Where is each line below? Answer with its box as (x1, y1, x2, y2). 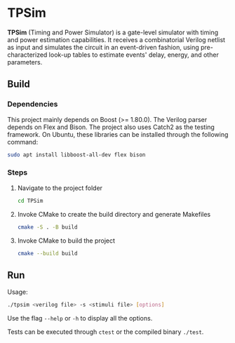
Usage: (7, 288, 28, 296)
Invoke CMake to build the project (17, 236, 116, 245)
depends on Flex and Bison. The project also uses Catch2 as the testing (7, 123, 215, 131)
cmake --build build (17, 250, 78, 257)
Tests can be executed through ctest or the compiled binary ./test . (7, 328, 204, 336)
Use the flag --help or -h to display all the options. (7, 314, 153, 323)
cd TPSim (17, 197, 43, 204)
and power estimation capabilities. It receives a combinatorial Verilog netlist (7, 35, 226, 43)
